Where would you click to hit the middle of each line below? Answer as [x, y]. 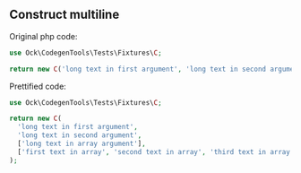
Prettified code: [38, 86]
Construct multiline [64, 15]
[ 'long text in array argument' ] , [82, 144]
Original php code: [43, 36]
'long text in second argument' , [80, 135]
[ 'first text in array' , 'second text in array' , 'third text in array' [156, 151]
